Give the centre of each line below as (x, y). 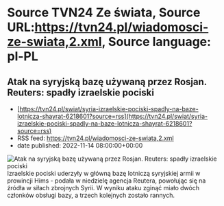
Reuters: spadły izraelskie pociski (80, 92)
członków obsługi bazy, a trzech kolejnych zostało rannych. (91, 195)
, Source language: (156, 42)
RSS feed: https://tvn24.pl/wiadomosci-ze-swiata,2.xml (95, 138)
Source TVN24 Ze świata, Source (104, 13)
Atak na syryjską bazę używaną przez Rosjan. (107, 81)
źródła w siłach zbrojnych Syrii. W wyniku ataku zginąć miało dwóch (103, 188)
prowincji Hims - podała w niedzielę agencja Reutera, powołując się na (107, 181)
